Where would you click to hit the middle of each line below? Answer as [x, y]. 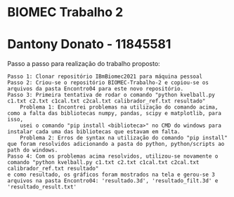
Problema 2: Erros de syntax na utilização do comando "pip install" [124, 138]
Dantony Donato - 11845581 [89, 45]
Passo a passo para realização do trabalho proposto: [84, 64]
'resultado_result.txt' [42, 187]
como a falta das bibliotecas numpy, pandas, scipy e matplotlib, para [114, 114]
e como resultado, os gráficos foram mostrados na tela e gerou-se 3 [111, 175]
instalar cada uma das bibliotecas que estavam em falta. [94, 132]
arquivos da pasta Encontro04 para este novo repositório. [96, 89]
